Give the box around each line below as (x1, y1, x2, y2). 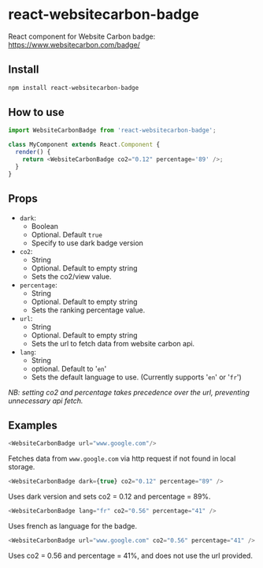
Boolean (31, 221, 59, 230)
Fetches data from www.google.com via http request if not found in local (8, 454, 236, 463)
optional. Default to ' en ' (31, 364, 107, 373)
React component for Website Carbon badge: (8, 32, 156, 41)
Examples (8, 418, 57, 432)
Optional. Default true (31, 230, 102, 239)
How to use (8, 106, 65, 119)
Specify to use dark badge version (31, 238, 144, 248)
